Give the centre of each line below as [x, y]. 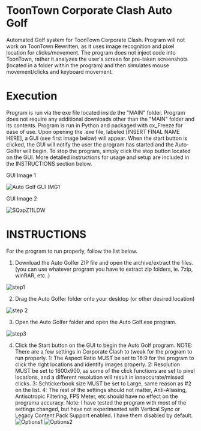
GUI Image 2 [22, 198]
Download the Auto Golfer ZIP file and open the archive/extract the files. [104, 262]
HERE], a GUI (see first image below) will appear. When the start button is [97, 138]
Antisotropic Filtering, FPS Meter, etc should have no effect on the [96, 396]
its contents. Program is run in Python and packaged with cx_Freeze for [94, 125]
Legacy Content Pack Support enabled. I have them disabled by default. [104, 415]
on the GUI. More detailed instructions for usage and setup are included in [98, 157]
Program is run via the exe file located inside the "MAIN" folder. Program [96, 112]
